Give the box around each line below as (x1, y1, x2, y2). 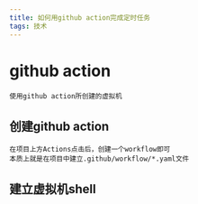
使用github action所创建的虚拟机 (9, 92, 123, 101)
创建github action (9, 118, 110, 134)
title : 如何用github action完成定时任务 (9, 13, 151, 23)
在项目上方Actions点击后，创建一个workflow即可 (9, 145, 171, 154)
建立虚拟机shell (9, 181, 96, 197)
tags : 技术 (9, 22, 48, 31)
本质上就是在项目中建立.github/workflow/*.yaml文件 (9, 154, 190, 163)
